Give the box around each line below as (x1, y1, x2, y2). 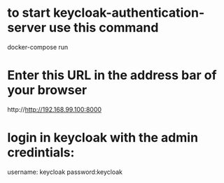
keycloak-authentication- (52, 5, 205, 21)
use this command (48, 20, 159, 36)
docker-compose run (7, 43, 69, 51)
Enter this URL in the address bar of (7, 68, 217, 83)
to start (7, 5, 51, 21)
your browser (7, 82, 87, 98)
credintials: (7, 145, 75, 161)
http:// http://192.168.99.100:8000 (7, 105, 102, 113)
